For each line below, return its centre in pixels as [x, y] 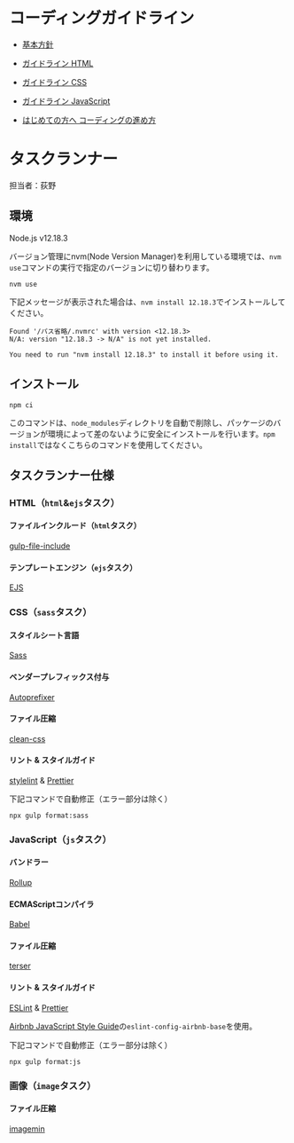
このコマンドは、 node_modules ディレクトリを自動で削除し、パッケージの [141, 422]
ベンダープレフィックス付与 [59, 676]
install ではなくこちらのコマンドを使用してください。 [108, 445]
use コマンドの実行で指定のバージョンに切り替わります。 [112, 267]
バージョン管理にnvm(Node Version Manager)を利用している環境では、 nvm [145, 256]
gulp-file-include [40, 546]
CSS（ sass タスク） [50, 612]
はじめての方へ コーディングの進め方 [89, 120]
